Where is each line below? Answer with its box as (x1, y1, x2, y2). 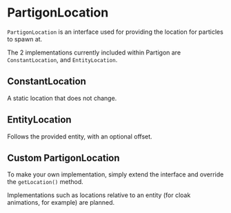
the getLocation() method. (7, 178, 84, 186)
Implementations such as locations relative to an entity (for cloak (7, 191, 191, 199)
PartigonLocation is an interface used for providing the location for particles (7, 28, 224, 36)
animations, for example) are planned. (7, 199, 115, 207)
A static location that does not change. (7, 94, 117, 102)
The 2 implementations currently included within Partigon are (7, 48, 181, 57)
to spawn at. (7, 34, 43, 43)
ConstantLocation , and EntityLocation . (7, 55, 118, 63)
